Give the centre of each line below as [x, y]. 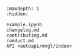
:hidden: [17, 14]
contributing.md [27, 35]
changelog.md [23, 30]
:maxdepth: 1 [23, 9]
